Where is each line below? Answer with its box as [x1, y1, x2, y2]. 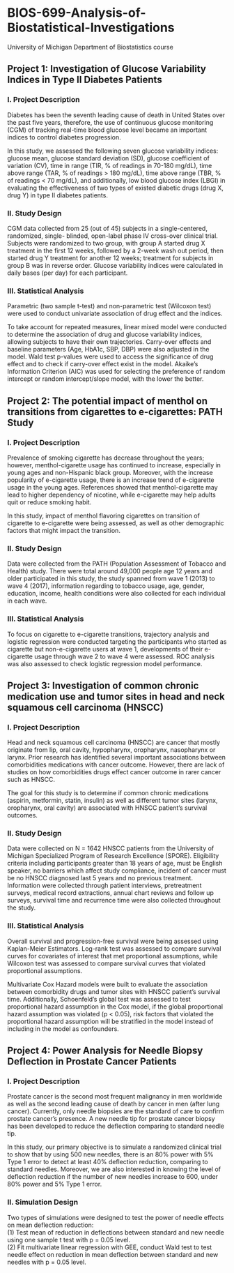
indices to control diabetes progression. [7, 133, 122, 141]
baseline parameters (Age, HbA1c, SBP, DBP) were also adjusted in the [7, 345, 210, 354]
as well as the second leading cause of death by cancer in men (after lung [7, 1100, 220, 1108]
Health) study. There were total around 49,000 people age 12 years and [7, 567, 212, 575]
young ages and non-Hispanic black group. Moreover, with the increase [7, 468, 214, 476]
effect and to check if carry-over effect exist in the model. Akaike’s [7, 360, 198, 368]
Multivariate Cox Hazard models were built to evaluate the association [7, 980, 208, 988]
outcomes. [7, 811, 38, 820]
